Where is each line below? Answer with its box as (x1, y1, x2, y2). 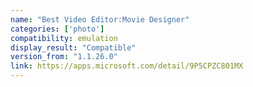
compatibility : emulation (10, 33, 118, 43)
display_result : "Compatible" (10, 42, 137, 53)
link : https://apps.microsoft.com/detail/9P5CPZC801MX (10, 61, 244, 71)
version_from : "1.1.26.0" (10, 52, 118, 62)
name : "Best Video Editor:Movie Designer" (10, 14, 190, 25)
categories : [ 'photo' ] (10, 24, 105, 34)
